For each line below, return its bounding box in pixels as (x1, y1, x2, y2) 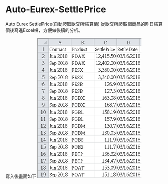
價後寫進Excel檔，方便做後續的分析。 (5, 27, 83, 33)
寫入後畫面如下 (5, 173, 36, 179)
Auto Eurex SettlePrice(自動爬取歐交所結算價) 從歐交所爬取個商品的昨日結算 (5, 21, 163, 27)
